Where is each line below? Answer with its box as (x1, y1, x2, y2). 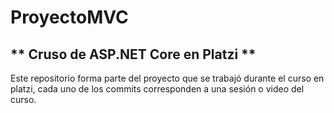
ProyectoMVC (10, 6, 129, 29)
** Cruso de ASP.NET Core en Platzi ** (10, 46, 257, 63)
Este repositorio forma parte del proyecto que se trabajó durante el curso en (10, 72, 325, 84)
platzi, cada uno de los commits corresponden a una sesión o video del (10, 83, 305, 95)
